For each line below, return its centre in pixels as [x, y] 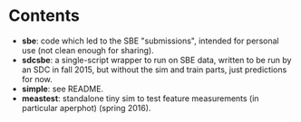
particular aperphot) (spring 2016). [86, 108]
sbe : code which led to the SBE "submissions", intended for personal [150, 41]
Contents [44, 16]
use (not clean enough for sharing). [88, 50]
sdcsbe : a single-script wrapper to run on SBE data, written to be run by [156, 60]
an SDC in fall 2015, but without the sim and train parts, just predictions [154, 70]
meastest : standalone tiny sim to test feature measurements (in [140, 98]
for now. [37, 79]
